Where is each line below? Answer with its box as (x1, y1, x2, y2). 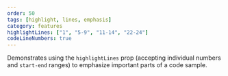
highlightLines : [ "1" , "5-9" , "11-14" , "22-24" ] (7, 28, 149, 36)
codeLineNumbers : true (7, 35, 72, 42)
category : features (7, 22, 63, 29)
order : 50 (7, 9, 36, 17)
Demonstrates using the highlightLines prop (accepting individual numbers (7, 54, 221, 62)
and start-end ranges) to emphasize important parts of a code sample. (7, 61, 207, 69)
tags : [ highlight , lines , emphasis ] (7, 16, 112, 23)
